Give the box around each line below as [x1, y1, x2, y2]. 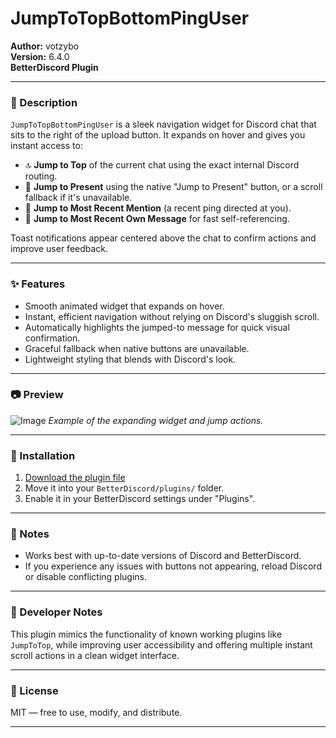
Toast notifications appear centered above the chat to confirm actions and [10, 232, 317, 244]
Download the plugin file [24, 472, 126, 484]
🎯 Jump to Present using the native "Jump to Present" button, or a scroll [24, 181, 323, 193]
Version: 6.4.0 [10, 50, 70, 62]
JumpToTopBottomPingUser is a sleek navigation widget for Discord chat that [10, 118, 317, 131]
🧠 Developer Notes [10, 605, 103, 619]
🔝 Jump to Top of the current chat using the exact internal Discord [24, 159, 300, 171]
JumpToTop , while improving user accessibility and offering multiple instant [10, 638, 313, 651]
